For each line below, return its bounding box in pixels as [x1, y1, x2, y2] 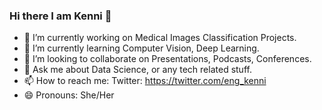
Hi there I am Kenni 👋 [9, 9, 112, 23]
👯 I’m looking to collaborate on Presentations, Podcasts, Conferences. [23, 53, 312, 65]
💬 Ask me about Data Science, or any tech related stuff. [23, 64, 252, 76]
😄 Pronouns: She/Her [23, 89, 115, 101]
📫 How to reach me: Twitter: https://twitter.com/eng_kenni [23, 75, 267, 87]
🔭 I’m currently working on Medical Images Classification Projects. [23, 32, 297, 44]
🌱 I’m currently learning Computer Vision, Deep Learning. [23, 42, 260, 54]
